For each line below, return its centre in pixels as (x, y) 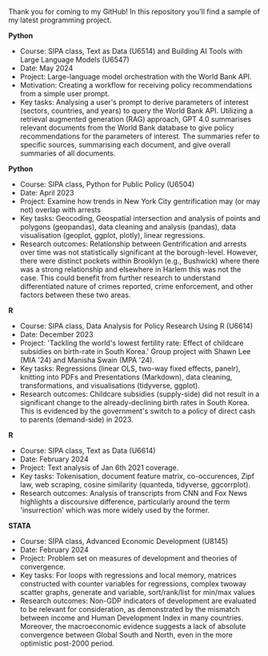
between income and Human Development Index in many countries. (132, 618)
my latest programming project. (60, 20)
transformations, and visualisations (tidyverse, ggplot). (110, 385)
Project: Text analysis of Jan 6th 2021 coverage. (99, 467)
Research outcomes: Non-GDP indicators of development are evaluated (138, 601)
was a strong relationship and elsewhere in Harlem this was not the (130, 269)
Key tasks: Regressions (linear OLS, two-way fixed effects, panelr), (130, 368)
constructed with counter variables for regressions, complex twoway (133, 584)
